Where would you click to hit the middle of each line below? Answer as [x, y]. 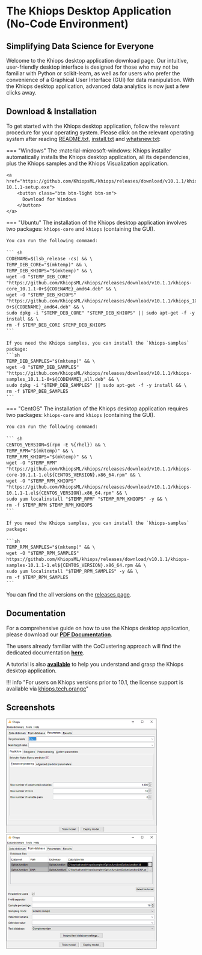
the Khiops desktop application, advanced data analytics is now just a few [98, 86]
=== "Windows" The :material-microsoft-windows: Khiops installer [89, 150]
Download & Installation [52, 112]
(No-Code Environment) [68, 24]
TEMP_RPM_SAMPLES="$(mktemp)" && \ [51, 547]
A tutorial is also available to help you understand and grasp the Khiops [95, 664]
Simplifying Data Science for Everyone [80, 46]
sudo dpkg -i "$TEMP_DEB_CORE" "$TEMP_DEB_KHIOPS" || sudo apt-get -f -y [101, 313]
